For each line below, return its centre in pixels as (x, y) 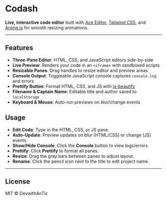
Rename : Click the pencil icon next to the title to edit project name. (81, 161)
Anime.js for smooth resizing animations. (47, 27)
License (18, 181)
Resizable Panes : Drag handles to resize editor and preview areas (80, 70)
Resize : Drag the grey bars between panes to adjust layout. (73, 156)
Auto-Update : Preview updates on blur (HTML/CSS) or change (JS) (82, 135)
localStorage (26, 97)
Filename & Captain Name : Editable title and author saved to (74, 91)
